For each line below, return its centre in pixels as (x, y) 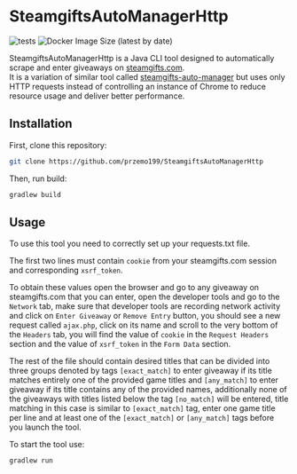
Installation (41, 124)
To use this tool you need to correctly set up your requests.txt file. (130, 244)
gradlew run (31, 461)
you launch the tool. (45, 427)
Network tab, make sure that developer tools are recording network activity (145, 306)
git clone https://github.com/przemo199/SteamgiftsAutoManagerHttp (137, 162)
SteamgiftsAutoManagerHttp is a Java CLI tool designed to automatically (142, 58)
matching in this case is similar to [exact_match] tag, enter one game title (143, 408)
